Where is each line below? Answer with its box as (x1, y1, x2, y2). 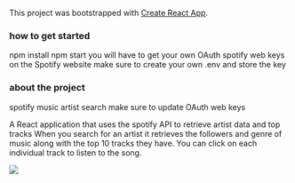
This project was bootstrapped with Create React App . (9, 8, 209, 18)
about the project (9, 82, 86, 94)
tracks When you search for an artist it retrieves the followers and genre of (9, 128, 283, 139)
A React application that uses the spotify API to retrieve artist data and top (9, 119, 281, 130)
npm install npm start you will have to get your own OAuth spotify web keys (9, 50, 285, 60)
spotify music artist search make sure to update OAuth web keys (9, 101, 246, 112)
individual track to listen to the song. (9, 147, 142, 158)
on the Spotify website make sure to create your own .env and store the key (9, 60, 287, 70)
